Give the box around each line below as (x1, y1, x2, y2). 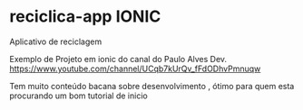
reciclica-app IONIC (9, 6, 161, 27)
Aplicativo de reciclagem (9, 36, 103, 47)
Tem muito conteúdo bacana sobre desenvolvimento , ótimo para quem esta (9, 80, 295, 91)
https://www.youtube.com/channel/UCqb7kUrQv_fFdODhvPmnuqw (9, 63, 261, 74)
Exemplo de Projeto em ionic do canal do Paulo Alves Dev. (9, 53, 228, 64)
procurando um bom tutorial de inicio (9, 90, 148, 101)
